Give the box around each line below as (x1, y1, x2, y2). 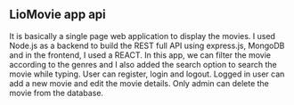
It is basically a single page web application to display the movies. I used (9, 30, 276, 41)
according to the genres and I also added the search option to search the (9, 59, 278, 69)
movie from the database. (9, 87, 104, 98)
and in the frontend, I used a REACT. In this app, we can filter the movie (9, 49, 272, 61)
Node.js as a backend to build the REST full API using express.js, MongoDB (9, 40, 285, 51)
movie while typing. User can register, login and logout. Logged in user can (9, 69, 285, 79)
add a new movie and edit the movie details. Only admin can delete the (9, 77, 270, 88)
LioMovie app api (9, 7, 107, 22)
